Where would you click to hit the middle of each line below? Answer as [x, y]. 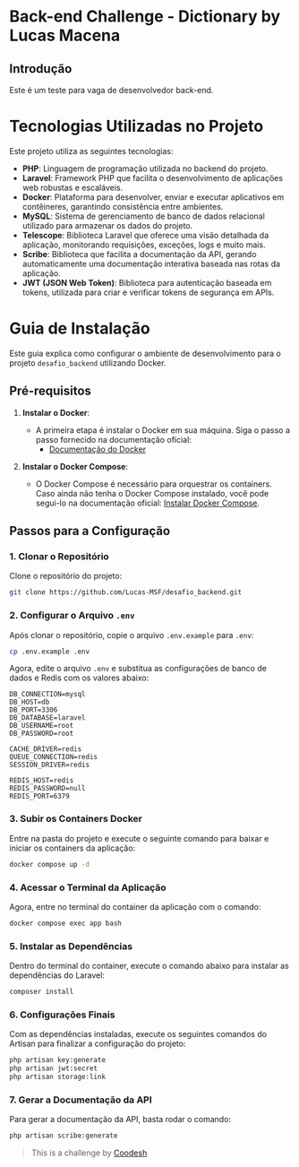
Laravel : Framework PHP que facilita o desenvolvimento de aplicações [153, 177]
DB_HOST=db [30, 702]
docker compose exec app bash [66, 923]
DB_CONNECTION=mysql [48, 695]
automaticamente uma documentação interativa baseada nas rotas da [151, 264]
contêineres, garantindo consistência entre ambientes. [123, 206]
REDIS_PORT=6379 [39, 796]
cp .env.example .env [50, 652]
